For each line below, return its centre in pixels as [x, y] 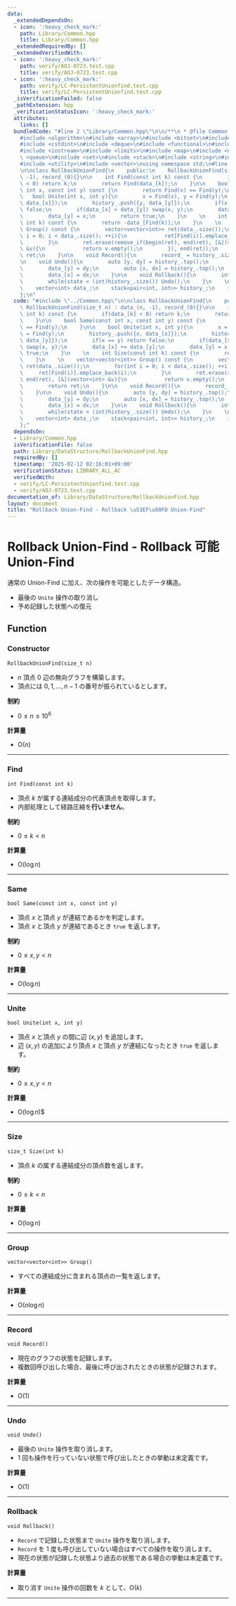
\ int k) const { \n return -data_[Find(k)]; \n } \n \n [120, 223]
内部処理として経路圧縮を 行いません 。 [73, 807]
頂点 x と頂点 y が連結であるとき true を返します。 [91, 926]
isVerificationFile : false [53, 445]
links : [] [34, 125]
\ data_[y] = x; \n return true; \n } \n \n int [124, 216]
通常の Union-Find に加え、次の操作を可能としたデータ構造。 [96, 583]
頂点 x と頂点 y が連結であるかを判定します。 [83, 917]
